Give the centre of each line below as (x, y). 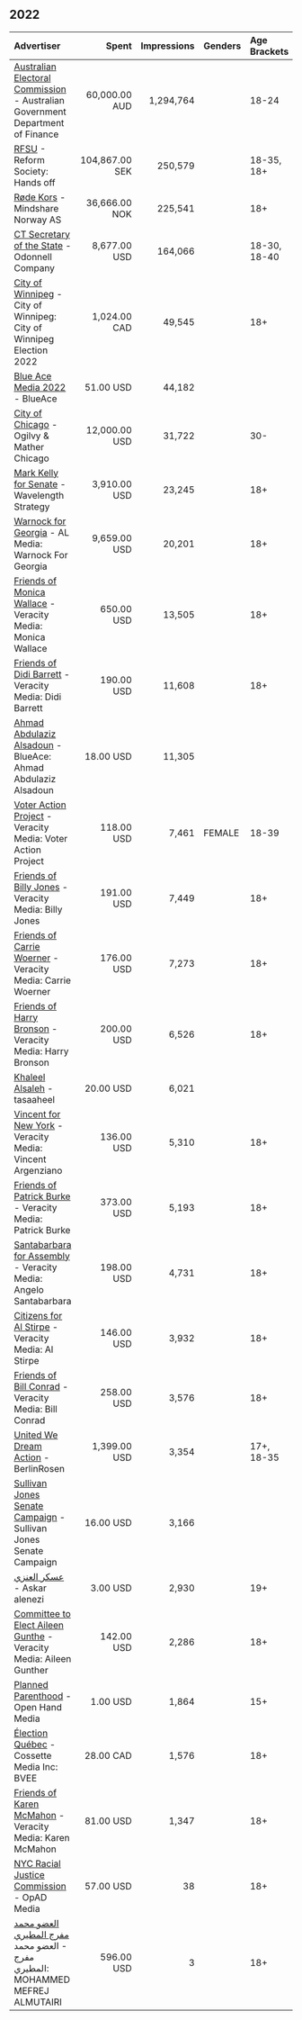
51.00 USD (108, 387)
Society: (31, 171)
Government (40, 112)
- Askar (30, 1588)
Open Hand (38, 1707)
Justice (29, 1874)
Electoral (32, 77)
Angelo (29, 1289)
